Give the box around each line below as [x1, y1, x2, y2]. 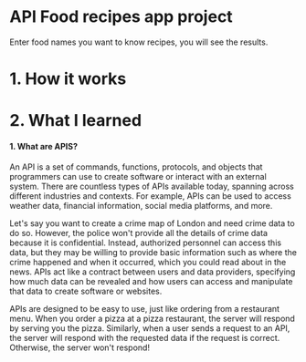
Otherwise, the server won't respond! [9, 342, 151, 353]
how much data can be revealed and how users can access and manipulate [9, 275, 294, 286]
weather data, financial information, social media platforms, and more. [9, 200, 273, 211]
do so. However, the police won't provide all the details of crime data [9, 227, 268, 238]
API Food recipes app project [9, 6, 233, 27]
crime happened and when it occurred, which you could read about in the [9, 256, 287, 267]
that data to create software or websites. [9, 285, 163, 296]
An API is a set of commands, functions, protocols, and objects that [9, 161, 263, 172]
